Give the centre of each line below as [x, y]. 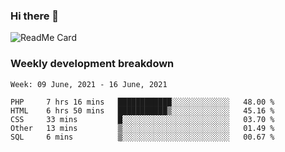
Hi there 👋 [35, 16]
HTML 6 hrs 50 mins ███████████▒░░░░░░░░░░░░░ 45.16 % [142, 110]
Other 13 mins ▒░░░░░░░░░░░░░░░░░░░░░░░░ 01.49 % [142, 128]
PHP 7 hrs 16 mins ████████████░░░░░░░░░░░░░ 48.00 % [142, 102]
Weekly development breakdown [92, 64]
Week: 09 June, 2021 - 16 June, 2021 [89, 84]
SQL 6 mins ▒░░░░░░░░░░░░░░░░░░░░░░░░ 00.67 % [142, 137]
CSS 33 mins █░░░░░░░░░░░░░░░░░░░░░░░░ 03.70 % [142, 119]
